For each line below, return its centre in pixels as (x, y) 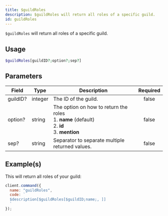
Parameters (24, 76)
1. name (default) (74, 119)
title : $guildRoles (25, 10)
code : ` (18, 195)
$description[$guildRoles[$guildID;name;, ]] (58, 199)
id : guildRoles (21, 19)
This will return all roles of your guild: (43, 176)
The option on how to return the (90, 107)
